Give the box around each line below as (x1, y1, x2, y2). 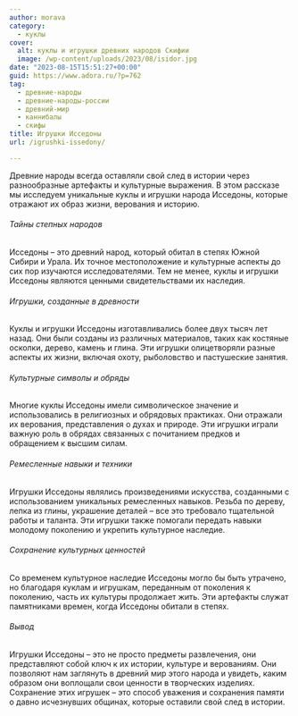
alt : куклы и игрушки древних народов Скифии (17, 46, 190, 55)
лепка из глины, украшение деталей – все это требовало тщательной (9, 505, 275, 516)
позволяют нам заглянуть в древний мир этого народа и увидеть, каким (9, 668, 287, 678)
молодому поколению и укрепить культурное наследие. (9, 524, 226, 535)
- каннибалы (17, 113, 62, 122)
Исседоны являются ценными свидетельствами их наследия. (9, 274, 245, 286)
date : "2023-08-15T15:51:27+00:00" (9, 63, 142, 72)
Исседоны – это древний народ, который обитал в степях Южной (9, 247, 261, 257)
